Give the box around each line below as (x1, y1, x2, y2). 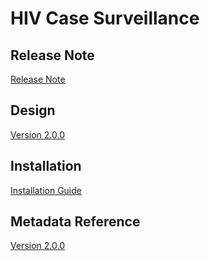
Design (10, 102, 56, 119)
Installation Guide (10, 184, 82, 196)
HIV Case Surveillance (10, 7, 200, 30)
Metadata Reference (10, 213, 141, 231)
